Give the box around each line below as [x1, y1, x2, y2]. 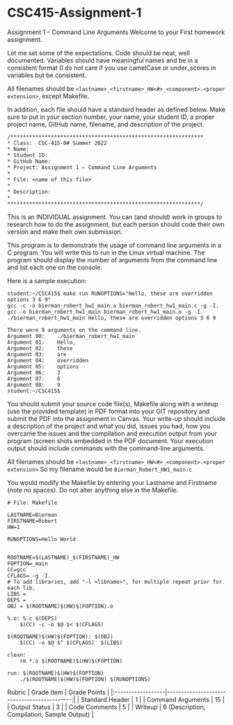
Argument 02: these [7, 344, 73, 352]
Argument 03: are [7, 351, 67, 358]
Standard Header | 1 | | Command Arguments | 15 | [81, 695, 225, 703]
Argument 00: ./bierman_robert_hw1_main [7, 333, 136, 340]
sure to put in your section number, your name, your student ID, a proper [7, 113, 215, 121]
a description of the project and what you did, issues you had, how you [7, 422, 211, 430]
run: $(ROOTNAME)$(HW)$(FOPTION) [7, 669, 104, 676]
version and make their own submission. [7, 228, 123, 236]
